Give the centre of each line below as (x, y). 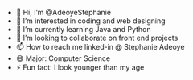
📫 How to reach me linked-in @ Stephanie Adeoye (100, 47)
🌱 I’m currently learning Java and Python (83, 29)
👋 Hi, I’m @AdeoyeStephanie (63, 12)
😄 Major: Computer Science (63, 58)
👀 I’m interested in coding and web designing (91, 21)
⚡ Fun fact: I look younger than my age (80, 67)
